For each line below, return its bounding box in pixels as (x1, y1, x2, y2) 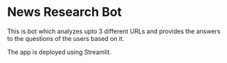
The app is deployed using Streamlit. (7, 48, 112, 56)
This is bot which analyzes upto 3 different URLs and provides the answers (7, 27, 221, 35)
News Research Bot (7, 4, 122, 20)
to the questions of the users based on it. (7, 34, 125, 42)
